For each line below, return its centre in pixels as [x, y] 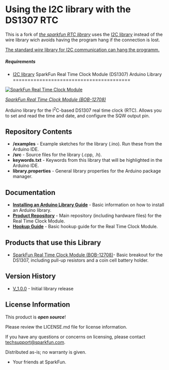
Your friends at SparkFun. [39, 362]
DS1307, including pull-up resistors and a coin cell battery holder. [80, 260]
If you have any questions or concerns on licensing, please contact [75, 337]
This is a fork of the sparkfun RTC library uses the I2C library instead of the [84, 34]
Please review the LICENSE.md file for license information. [66, 327]
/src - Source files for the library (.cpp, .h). [57, 155]
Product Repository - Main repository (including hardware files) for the [87, 216]
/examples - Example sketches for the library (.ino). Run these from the [87, 144]
